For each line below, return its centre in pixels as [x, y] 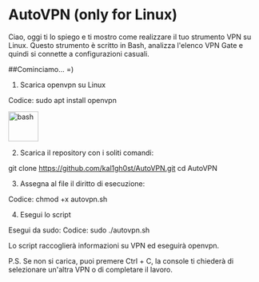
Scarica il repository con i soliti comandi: [87, 153]
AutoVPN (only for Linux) [93, 15]
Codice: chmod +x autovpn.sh [58, 199]
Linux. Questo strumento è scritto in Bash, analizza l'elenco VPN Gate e [126, 45]
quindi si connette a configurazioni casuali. [79, 54]
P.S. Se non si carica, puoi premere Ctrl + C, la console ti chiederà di [121, 260]
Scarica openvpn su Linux [63, 85]
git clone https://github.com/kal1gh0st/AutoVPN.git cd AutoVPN [113, 168]
